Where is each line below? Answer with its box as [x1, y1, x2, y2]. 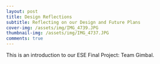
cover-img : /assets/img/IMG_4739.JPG [6, 24, 99, 31]
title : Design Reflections [6, 14, 72, 20]
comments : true [6, 35, 44, 41]
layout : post [6, 8, 38, 15]
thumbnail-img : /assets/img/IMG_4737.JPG [6, 30, 109, 36]
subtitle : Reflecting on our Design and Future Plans [6, 19, 141, 25]
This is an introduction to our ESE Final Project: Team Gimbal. [6, 52, 155, 58]
